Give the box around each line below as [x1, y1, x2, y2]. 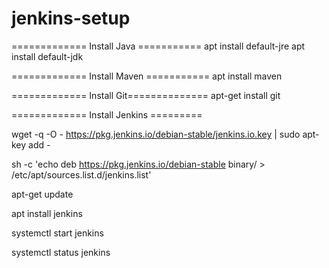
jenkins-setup [11, 7, 131, 30]
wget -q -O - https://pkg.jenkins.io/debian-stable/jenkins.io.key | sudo [11, 128, 301, 140]
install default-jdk [11, 50, 84, 62]
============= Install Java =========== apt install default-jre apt [11, 40, 306, 52]
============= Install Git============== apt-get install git [11, 89, 281, 101]
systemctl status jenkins [11, 246, 111, 258]
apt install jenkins [11, 207, 83, 219]
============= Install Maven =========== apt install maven [11, 70, 283, 82]
